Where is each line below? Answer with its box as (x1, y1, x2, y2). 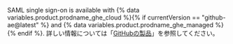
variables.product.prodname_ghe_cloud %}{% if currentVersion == (7, 13, 201, 22)
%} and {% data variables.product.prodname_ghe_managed (40, 21, 213, 29)
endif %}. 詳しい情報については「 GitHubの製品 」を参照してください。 (17, 29, 219, 37)
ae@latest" (7, 21, 39, 29)
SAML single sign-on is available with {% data (7, 6, 140, 14)
